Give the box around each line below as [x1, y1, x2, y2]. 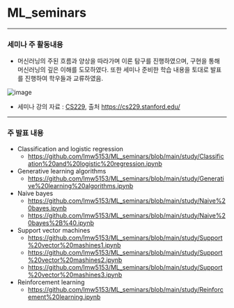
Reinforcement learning [17, 277, 85, 286]
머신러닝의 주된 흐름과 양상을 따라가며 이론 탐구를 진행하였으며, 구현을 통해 [17, 57, 221, 66]
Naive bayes [17, 189, 54, 197]
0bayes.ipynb [27, 203, 68, 212]
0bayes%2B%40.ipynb [27, 218, 95, 227]
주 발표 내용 [7, 128, 44, 138]
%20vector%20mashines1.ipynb [27, 240, 121, 249]
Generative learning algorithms [17, 167, 107, 175]
